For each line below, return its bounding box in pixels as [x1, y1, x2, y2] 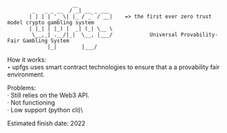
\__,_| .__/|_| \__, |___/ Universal [32, 31, 178, 38]
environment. [7, 71, 45, 78]
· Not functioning [7, 98, 55, 107]
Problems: [7, 84, 37, 91]
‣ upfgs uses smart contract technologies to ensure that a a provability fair [7, 63, 220, 71]
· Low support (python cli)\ [7, 106, 83, 114]
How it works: [7, 55, 47, 64]
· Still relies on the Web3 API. [7, 91, 90, 99]
